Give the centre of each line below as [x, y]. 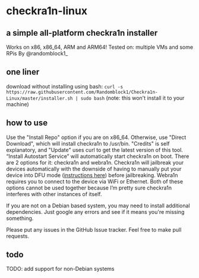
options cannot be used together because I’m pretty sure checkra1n [89, 188]
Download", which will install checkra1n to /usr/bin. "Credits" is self [88, 143]
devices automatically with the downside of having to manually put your [94, 169]
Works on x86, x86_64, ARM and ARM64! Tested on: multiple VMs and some [100, 47]
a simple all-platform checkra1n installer [82, 33]
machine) [18, 104]
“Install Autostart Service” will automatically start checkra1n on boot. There [98, 156]
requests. [18, 236]
